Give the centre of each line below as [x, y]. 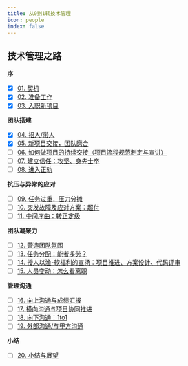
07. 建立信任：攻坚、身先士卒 [58, 161]
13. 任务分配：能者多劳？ [52, 254]
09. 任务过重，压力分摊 [50, 198]
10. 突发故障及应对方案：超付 [58, 207]
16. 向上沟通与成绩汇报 [49, 301]
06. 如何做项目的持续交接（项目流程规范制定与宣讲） [92, 152]
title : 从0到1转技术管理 [39, 13]
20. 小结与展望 [38, 356]
